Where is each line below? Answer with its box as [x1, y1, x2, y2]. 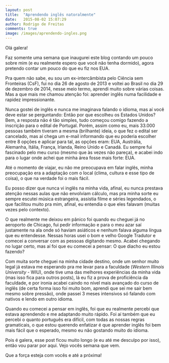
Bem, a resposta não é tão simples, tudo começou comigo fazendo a [5, 117, 148, 123]
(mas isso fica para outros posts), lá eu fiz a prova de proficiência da [5, 275, 148, 281]
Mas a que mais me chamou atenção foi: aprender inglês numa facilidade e [5, 92, 161, 97]
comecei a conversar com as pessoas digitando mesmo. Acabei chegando [5, 238, 160, 244]
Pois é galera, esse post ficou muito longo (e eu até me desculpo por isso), [5, 337, 161, 343]
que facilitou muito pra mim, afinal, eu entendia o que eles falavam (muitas [5, 201, 160, 207]
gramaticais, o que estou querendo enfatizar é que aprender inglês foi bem [5, 322, 161, 328]
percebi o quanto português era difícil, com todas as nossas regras [5, 316, 145, 323]
